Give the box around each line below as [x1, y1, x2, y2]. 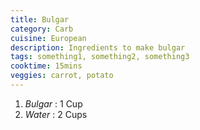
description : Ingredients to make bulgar [10, 42, 186, 53]
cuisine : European [10, 33, 87, 43]
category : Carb [10, 24, 74, 34]
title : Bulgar [10, 14, 70, 25]
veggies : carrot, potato [10, 71, 114, 81]
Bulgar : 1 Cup [24, 97, 83, 110]
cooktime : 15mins [10, 61, 83, 71]
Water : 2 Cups [24, 108, 88, 120]
